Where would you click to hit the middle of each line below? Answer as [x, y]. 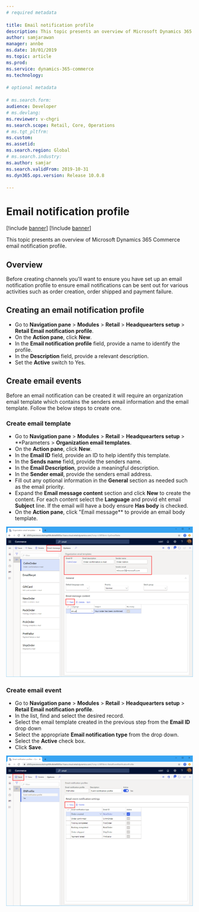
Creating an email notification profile [75, 310]
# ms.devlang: [24, 113]
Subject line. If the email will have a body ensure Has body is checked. [101, 505]
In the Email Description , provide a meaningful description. [87, 468]
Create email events [44, 381]
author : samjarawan [30, 38]
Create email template [38, 423]
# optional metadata [32, 88]
